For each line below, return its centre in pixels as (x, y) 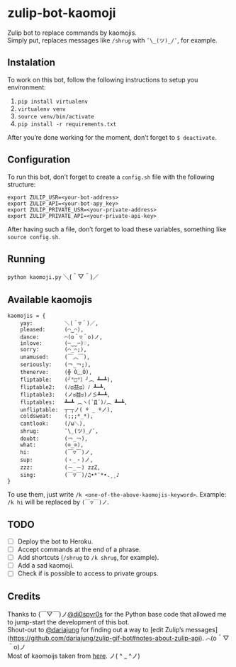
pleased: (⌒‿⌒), (52, 330)
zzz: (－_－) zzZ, (60, 468)
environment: (27, 87)
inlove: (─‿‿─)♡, (55, 343)
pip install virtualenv (53, 101)
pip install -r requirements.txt (67, 124)
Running (27, 259)
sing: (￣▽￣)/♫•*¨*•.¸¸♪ (70, 475)
